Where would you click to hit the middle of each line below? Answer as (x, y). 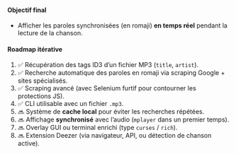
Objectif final (27, 10)
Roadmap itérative (35, 49)
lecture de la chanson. (50, 33)
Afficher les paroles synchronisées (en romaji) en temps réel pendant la (123, 25)
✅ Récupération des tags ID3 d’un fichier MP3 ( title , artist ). (108, 65)
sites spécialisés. (43, 81)
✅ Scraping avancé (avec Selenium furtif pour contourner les (107, 88)
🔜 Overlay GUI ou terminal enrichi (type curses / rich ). (97, 128)
